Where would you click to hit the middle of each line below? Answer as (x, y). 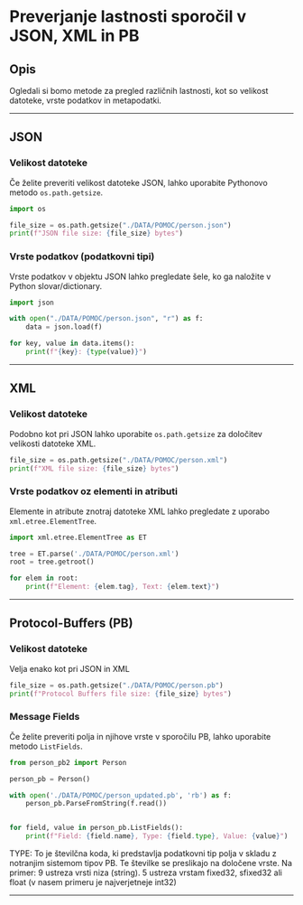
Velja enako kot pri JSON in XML (70, 668)
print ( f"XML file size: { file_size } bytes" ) (94, 468)
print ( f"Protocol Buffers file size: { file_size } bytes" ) (120, 694)
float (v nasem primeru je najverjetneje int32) (93, 882)
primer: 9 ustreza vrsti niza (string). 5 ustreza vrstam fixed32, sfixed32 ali (146, 872)
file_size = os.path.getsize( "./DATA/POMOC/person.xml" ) (119, 460)
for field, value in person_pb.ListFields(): (96, 828)
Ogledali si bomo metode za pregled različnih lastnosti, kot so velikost (139, 91)
